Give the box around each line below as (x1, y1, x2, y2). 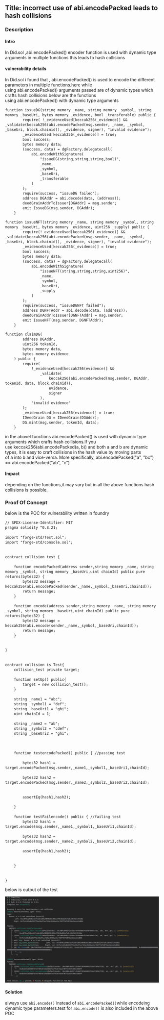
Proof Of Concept (5, 499, 48, 506)
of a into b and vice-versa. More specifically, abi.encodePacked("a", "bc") (5, 454, 154, 460)
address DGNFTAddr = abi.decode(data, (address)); (22, 308, 128, 313)
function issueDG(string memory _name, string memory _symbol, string (5, 107, 152, 112)
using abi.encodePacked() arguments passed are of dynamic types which (5, 87, 154, 93)
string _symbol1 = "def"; (14, 702, 67, 707)
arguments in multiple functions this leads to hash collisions (5, 54, 125, 60)
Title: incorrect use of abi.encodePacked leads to (5, 4, 158, 12)
